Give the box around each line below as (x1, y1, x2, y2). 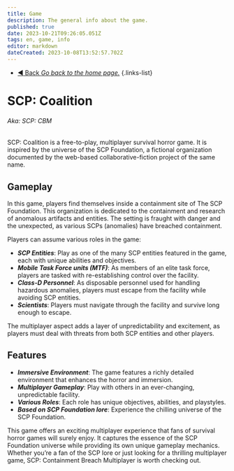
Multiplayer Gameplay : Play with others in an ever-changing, (17, 383, 195, 391)
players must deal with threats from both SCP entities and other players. (7, 330, 214, 338)
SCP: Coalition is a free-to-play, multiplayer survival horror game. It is (7, 138, 207, 147)
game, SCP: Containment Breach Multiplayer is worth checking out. (7, 456, 201, 464)
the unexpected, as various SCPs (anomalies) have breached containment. (7, 222, 222, 230)
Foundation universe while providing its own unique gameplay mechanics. (7, 441, 220, 449)
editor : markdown (7, 43, 58, 50)
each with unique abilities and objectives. (17, 256, 137, 265)
